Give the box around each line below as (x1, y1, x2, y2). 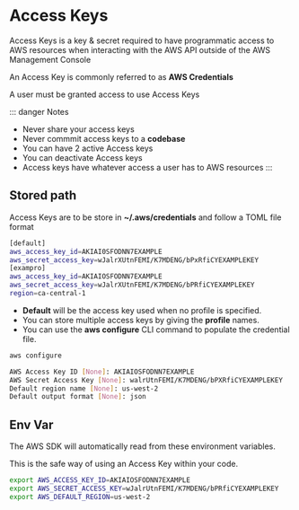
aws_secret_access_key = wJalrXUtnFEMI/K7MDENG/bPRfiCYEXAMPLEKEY (9, 280, 255, 290)
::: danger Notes (9, 106, 69, 117)
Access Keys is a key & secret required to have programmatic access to (9, 35, 275, 46)
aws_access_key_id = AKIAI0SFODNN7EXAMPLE (9, 247, 163, 256)
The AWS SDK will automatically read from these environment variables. (9, 441, 277, 452)
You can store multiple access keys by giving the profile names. (22, 314, 260, 325)
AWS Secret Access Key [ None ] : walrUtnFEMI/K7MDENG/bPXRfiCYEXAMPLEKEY (9, 375, 283, 384)
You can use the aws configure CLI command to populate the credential (22, 324, 290, 335)
